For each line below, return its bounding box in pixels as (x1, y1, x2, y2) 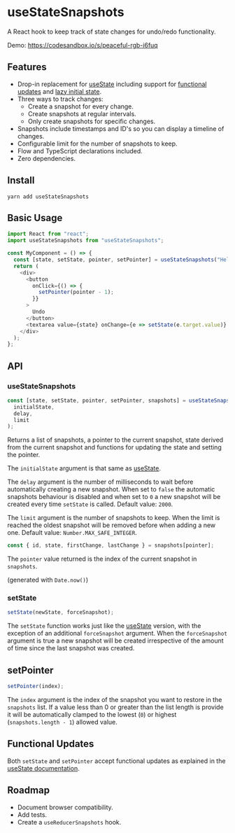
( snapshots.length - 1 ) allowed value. (7, 718, 117, 727)
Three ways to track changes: (17, 94, 104, 103)
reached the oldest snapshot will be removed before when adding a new (7, 521, 216, 529)
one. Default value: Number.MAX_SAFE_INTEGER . (7, 528, 138, 537)
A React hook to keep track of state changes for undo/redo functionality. (7, 27, 216, 36)
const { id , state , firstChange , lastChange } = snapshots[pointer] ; (7, 542, 215, 549)
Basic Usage (7, 211, 63, 224)
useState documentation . (7, 764, 80, 772)
